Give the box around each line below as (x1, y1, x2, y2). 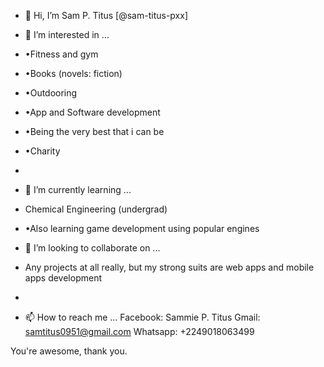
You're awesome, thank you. (10, 345, 128, 357)
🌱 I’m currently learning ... (24, 184, 132, 195)
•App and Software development (24, 106, 161, 118)
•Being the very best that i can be (24, 126, 165, 137)
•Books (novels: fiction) (24, 68, 123, 79)
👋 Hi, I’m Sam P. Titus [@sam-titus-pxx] (24, 10, 188, 21)
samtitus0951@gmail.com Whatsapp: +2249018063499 (24, 326, 255, 337)
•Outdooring (24, 87, 78, 99)
